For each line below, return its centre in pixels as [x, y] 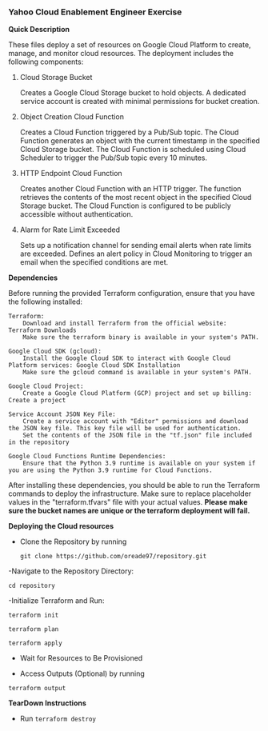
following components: [46, 62]
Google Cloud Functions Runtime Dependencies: [87, 457]
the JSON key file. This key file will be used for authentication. [125, 429]
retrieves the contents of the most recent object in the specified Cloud [136, 198]
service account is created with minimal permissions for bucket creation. [140, 102]
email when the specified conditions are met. [94, 262]
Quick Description [39, 30]
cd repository [32, 586]
